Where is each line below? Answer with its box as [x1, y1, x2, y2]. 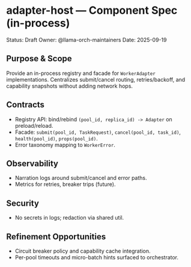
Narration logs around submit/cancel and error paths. [14, 175, 147, 182]
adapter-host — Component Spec [6, 4, 178, 17]
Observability [6, 158, 59, 169]
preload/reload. [14, 122, 53, 129]
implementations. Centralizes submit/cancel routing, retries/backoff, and [6, 76, 186, 83]
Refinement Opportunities [6, 232, 106, 242]
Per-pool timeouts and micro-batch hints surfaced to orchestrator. [14, 254, 179, 261]
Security [6, 198, 39, 208]
